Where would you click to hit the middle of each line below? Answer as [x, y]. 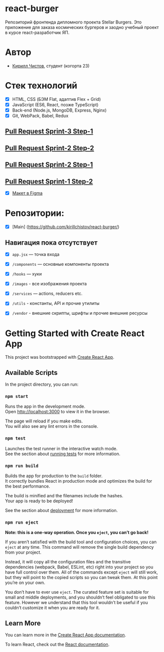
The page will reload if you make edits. [44, 421]
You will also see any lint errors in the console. [52, 426]
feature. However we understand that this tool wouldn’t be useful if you [76, 603]
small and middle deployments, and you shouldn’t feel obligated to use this [80, 597]
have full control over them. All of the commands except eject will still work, [82, 572]
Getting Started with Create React [75, 333]
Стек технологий [41, 86]
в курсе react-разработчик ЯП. [37, 32]
